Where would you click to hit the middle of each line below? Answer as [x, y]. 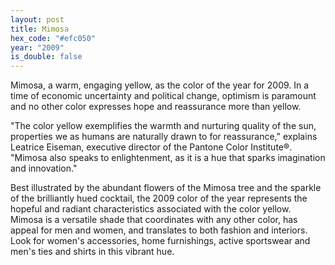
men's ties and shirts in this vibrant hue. [92, 252]
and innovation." [44, 168]
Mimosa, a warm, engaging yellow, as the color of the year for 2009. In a [160, 85]
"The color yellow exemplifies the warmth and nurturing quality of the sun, [163, 126]
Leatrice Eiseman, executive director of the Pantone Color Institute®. [151, 147]
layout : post [37, 19]
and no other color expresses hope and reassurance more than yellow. [156, 107]
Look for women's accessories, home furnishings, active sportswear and [160, 241]
